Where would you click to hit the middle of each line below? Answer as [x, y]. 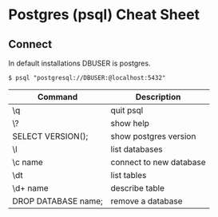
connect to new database [158, 162]
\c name [28, 162]
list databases [137, 149]
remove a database [147, 201]
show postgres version [153, 136]
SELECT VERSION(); [50, 136]
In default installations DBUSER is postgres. [79, 63]
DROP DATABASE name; [58, 201]
